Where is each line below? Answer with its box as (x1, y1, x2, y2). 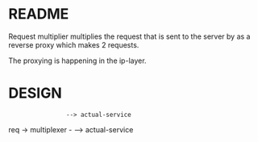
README (8, 5, 69, 23)
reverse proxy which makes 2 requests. (8, 40, 139, 49)
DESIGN (8, 84, 62, 102)
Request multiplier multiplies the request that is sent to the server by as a (8, 31, 251, 41)
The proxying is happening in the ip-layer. (8, 56, 147, 65)
